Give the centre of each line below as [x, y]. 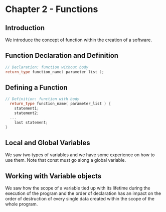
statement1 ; [27, 109]
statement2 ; [27, 113]
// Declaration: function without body [47, 67]
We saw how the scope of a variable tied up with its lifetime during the [78, 188]
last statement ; [31, 122]
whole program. [22, 204]
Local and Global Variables [48, 142]
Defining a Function [36, 87]
